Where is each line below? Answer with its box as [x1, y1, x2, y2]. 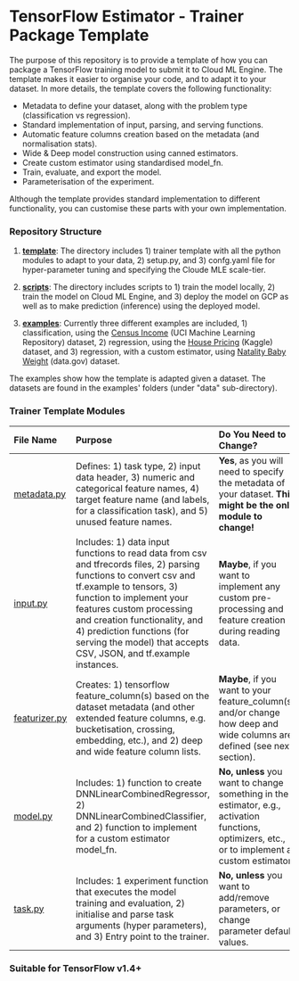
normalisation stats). [21, 138, 98, 149]
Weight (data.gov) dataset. [21, 356, 120, 367]
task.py [13, 903, 44, 915]
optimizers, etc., [218, 832, 287, 845]
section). [218, 751, 256, 763]
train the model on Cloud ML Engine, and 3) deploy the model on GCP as [21, 292, 289, 302]
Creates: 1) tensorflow [75, 678, 171, 690]
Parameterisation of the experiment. [21, 176, 155, 186]
